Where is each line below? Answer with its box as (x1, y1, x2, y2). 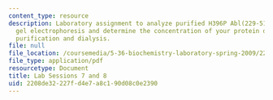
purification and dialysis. (15, 34, 111, 43)
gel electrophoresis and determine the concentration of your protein (15, 27, 260, 35)
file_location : (8, 49, 60, 57)
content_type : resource (8, 11, 89, 20)
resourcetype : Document (8, 65, 89, 73)
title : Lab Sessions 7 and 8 (8, 72, 107, 80)
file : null (8, 42, 45, 50)
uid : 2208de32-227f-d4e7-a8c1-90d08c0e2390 (8, 79, 158, 87)
